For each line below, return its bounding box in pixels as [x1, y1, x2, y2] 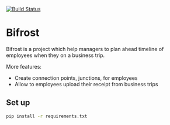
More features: [6, 63, 42, 70]
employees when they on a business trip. [6, 52, 105, 59]
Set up [6, 97, 30, 108]
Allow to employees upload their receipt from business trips [14, 80, 158, 87]
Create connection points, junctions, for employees [14, 74, 138, 82]
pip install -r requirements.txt [6, 113, 88, 119]
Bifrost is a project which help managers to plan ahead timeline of [6, 45, 164, 52]
